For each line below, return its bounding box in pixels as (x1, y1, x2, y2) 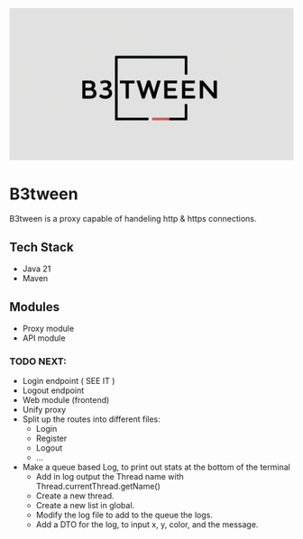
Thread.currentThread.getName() (35, 481, 161, 492)
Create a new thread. (35, 490, 115, 501)
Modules (9, 299, 60, 315)
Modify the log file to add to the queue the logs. (35, 509, 214, 521)
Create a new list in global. (35, 500, 135, 511)
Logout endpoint (22, 385, 85, 396)
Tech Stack (9, 239, 74, 255)
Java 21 (22, 263, 51, 274)
